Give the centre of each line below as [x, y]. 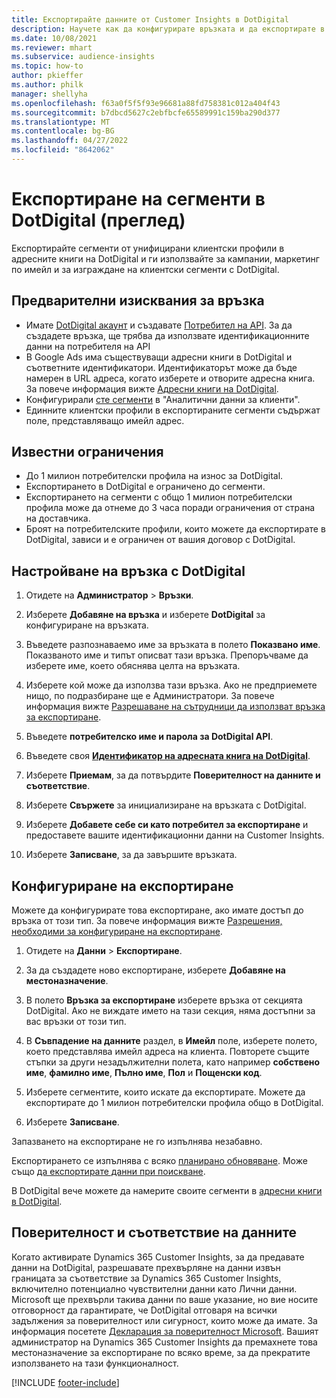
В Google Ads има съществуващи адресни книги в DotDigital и [159, 357]
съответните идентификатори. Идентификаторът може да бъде [161, 367]
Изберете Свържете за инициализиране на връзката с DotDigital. [166, 805]
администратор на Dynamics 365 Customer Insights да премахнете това [164, 1342]
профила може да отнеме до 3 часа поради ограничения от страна [170, 508]
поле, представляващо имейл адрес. [105, 420]
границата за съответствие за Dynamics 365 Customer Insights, [146, 1278]
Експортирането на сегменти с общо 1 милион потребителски [159, 497]
